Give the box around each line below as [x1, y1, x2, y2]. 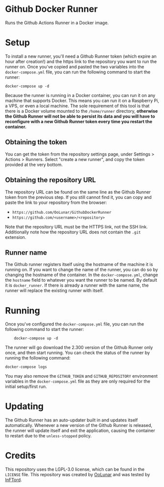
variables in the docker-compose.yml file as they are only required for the [5, 378, 151, 385]
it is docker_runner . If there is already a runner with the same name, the [5, 282, 149, 289]
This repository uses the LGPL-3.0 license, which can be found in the [5, 466, 145, 472]
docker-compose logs [5, 364, 48, 370]
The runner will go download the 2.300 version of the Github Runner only [5, 345, 153, 351]
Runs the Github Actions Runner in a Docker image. [5, 20, 109, 26]
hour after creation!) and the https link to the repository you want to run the [5, 58, 157, 65]
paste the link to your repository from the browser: [5, 199, 107, 205]
